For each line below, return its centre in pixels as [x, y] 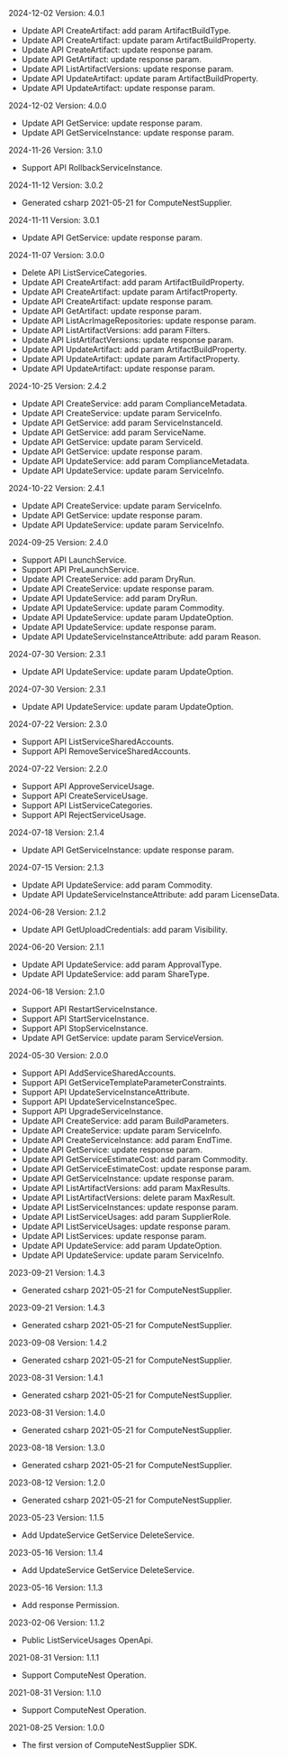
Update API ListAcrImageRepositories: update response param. [139, 321]
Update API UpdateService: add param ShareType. [115, 974]
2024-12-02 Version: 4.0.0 [58, 106]
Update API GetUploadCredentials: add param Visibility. [125, 930]
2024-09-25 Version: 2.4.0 [58, 542]
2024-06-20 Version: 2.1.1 [56, 947]
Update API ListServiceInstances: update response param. [130, 1207]
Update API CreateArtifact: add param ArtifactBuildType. [126, 30]
